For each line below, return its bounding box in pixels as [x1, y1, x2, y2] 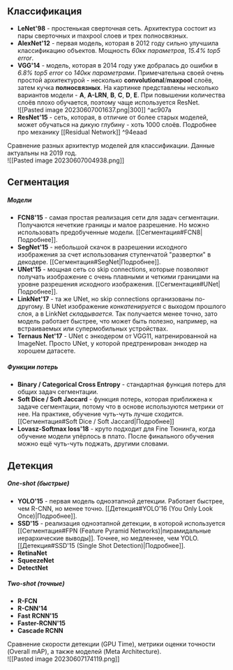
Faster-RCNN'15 [17, 619, 66, 627]
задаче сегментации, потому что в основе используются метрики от [17, 402, 224, 411]
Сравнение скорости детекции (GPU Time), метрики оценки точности [7, 640, 216, 648]
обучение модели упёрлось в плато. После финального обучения [17, 432, 214, 441]
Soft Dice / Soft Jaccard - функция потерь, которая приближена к [17, 395, 213, 404]
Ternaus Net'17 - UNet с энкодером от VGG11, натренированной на [17, 332, 218, 340]
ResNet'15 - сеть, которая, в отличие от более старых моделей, [17, 113, 209, 121]
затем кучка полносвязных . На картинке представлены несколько [17, 83, 219, 91]
